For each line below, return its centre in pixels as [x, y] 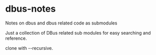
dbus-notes [30, 9]
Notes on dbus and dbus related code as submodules [61, 23]
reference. [16, 38]
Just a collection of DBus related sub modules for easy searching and [78, 33]
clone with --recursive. [29, 48]
